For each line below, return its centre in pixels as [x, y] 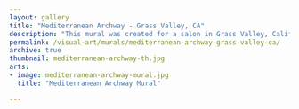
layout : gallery [39, 17]
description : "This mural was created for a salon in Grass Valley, [139, 34]
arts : [19, 67]
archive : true [36, 51]
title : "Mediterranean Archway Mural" [89, 83]
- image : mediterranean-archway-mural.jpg [89, 75]
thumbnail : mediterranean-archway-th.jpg [87, 58]
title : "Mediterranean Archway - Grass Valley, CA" [107, 26]
